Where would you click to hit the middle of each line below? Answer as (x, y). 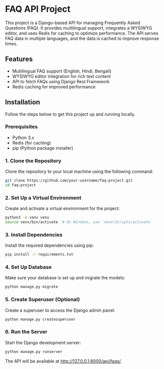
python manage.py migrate (31, 287)
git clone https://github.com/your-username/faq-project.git (69, 181)
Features (19, 59)
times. (11, 43)
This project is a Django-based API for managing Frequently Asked (73, 23)
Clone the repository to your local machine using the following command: (79, 171)
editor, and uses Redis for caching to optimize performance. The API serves (82, 33)
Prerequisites (21, 127)
